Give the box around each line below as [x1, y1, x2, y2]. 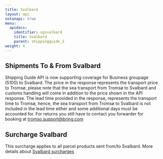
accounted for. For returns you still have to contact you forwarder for [5, 111, 143, 117]
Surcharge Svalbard [5, 130, 68, 138]
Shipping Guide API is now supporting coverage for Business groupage [5, 74, 149, 81]
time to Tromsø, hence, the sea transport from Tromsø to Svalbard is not [5, 101, 151, 107]
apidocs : [9, 25, 27, 30]
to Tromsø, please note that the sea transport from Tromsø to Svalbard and [5, 85, 157, 91]
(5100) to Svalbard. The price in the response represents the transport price [5, 80, 158, 86]
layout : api [5, 12, 29, 17]
